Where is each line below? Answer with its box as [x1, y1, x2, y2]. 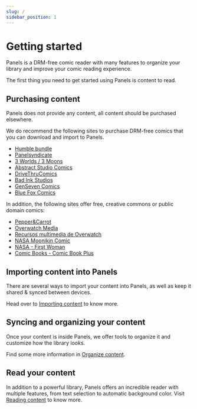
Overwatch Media [14, 225, 58, 232]
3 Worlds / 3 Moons [14, 158, 63, 165]
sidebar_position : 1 [6, 14, 57, 20]
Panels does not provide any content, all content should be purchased [6, 110, 176, 117]
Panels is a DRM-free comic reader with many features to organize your [6, 59, 180, 66]
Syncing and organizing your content [6, 317, 146, 327]
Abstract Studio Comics [14, 164, 73, 171]
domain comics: [6, 207, 45, 214]
